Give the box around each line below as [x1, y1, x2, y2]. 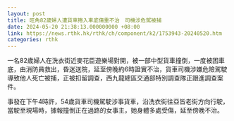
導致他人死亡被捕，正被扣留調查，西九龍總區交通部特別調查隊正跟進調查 [7, 74, 217, 83]
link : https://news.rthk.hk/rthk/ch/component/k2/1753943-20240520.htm [7, 29, 222, 37]
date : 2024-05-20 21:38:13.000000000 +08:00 [7, 23, 140, 30]
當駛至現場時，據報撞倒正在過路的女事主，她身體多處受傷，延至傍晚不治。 [7, 106, 223, 115]
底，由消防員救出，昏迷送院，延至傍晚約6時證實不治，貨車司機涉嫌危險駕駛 [7, 65, 228, 73]
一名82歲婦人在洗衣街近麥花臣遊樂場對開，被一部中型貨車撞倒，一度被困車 [7, 57, 226, 65]
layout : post [7, 10, 46, 17]
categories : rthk [7, 36, 58, 43]
